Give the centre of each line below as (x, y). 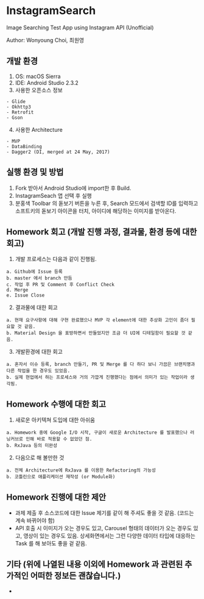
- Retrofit (20, 112)
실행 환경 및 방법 (35, 172)
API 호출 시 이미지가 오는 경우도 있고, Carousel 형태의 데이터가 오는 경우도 (104, 528)
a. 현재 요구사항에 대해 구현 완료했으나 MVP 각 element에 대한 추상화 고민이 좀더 (97, 320)
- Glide (16, 101)
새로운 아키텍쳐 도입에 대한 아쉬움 (55, 420)
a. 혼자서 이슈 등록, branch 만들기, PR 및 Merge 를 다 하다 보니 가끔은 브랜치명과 (101, 364)
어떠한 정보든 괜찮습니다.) (76, 576)
